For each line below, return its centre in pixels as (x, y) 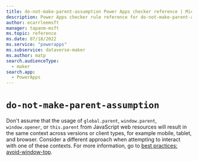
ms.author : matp (26, 55)
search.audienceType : (33, 61)
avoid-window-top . (29, 152)
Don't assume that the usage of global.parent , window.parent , (82, 121)
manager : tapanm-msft (33, 28)
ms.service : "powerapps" (37, 45)
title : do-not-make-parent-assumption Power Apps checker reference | (95, 11)
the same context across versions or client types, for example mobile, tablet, (99, 133)
